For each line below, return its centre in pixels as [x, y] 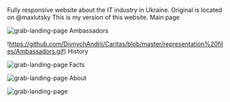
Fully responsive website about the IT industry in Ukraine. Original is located [115, 10]
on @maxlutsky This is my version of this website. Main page [93, 17]
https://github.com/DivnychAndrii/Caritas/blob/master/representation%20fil [116, 44]
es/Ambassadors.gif [36, 51]
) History [76, 51]
